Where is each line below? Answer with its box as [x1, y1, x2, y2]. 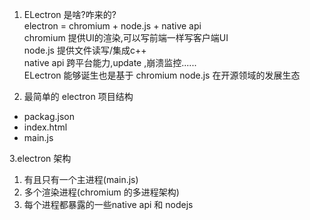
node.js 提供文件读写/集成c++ [23, 44, 147, 56]
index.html [23, 121, 68, 133]
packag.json [23, 111, 75, 122]
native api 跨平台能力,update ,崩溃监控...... [23, 57, 197, 68]
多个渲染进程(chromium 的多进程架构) [23, 186, 180, 198]
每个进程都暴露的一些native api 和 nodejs [23, 199, 194, 210]
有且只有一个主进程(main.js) [23, 174, 139, 185]
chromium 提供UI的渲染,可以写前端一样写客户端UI [23, 32, 229, 43]
